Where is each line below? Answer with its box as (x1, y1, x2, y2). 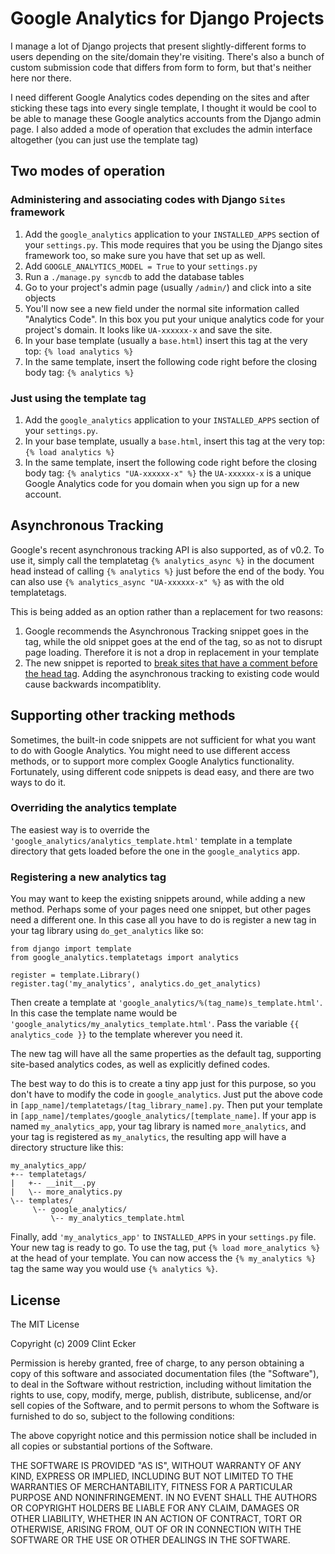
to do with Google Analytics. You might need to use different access (10, 744, 291, 756)
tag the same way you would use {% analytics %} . (10, 1263, 218, 1275)
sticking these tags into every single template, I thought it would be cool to (10, 102, 317, 114)
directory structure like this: (10, 1142, 124, 1154)
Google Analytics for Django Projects (10, 7, 325, 30)
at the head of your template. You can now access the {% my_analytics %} (10, 1252, 317, 1264)
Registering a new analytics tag (10, 870, 167, 884)
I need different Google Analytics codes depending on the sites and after (10, 91, 310, 103)
